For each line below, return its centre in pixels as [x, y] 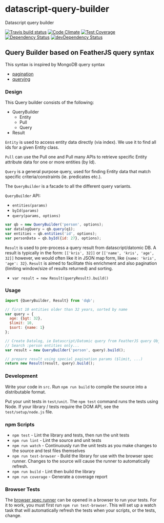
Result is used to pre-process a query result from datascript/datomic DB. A [81, 248]
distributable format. [26, 392]
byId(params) [25, 211]
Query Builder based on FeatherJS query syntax [80, 53]
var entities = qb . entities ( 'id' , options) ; [51, 233]
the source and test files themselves [49, 451]
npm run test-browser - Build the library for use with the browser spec [83, 455]
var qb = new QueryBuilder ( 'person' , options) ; [54, 225]
